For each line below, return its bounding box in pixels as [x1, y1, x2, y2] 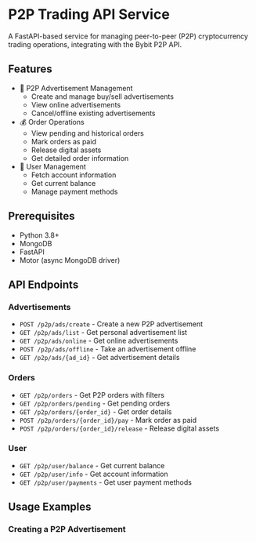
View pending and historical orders [31, 128, 145, 138]
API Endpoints [8, 278, 79, 291]
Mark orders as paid [31, 136, 96, 146]
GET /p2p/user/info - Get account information [19, 469, 168, 478]
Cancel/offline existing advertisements [31, 108, 156, 118]
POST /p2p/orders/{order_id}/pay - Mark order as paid [19, 415, 197, 424]
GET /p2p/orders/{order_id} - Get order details [19, 406, 172, 417]
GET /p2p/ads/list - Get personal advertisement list [19, 328, 188, 337]
